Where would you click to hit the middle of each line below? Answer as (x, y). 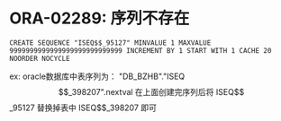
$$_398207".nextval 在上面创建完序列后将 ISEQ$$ (151, 91)
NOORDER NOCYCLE (40, 58)
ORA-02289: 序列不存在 (100, 18)
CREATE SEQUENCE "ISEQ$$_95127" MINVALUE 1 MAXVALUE (110, 43)
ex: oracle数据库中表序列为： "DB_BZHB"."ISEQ (97, 76)
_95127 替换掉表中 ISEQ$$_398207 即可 (83, 108)
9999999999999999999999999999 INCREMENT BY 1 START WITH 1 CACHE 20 (140, 50)
